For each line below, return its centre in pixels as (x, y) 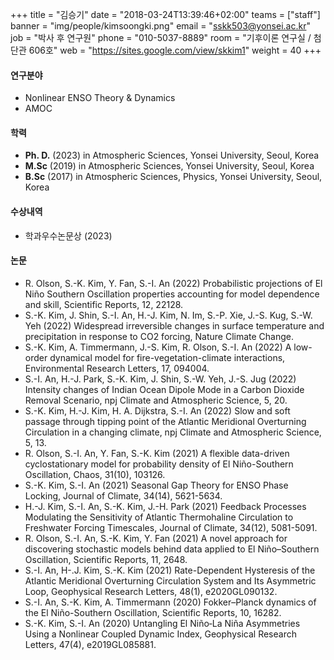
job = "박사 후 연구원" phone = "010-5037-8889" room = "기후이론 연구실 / (161, 37)
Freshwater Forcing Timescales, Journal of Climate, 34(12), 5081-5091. (171, 527)
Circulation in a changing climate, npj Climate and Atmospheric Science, (173, 432)
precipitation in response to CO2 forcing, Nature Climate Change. (159, 336)
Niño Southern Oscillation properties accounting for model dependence (172, 294)
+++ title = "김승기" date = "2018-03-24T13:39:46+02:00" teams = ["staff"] (165, 14)
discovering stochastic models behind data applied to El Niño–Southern (172, 549)
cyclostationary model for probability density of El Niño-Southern (159, 464)
